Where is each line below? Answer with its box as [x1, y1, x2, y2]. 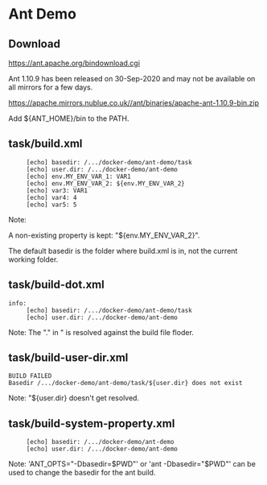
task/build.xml [8, 137, 83, 151]
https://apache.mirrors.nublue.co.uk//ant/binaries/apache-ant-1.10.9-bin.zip [8, 98, 260, 107]
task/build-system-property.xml [8, 417, 175, 430]
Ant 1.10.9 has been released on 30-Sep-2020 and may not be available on [8, 74, 256, 83]
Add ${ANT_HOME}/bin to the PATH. [8, 114, 129, 123]
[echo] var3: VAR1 [26, 186, 88, 194]
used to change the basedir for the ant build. [8, 468, 156, 478]
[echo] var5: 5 [26, 201, 78, 209]
